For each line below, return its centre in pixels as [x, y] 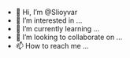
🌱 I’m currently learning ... [58, 29]
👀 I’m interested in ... [49, 20]
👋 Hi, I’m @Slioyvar [46, 12]
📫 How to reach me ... [52, 46]
